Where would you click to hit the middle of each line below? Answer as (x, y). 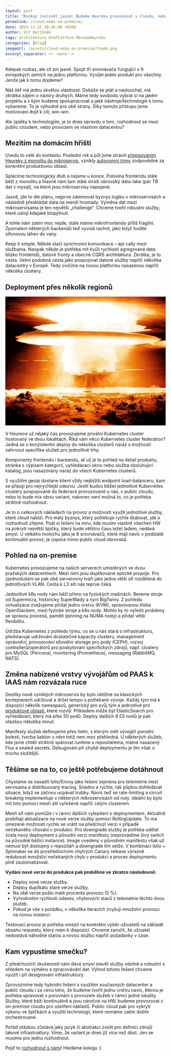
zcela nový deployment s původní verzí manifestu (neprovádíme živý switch (85, 835)
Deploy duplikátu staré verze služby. (51, 888)
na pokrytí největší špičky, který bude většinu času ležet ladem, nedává (80, 528)
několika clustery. (24, 271)
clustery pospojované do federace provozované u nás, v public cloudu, (80, 491)
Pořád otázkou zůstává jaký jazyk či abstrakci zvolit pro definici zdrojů (79, 1027)
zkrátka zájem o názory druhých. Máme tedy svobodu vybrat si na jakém (81, 95)
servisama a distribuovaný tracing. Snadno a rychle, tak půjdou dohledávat (84, 787)
